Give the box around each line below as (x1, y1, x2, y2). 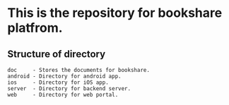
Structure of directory (7, 48, 106, 60)
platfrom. (7, 20, 63, 36)
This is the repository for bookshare (7, 5, 223, 21)
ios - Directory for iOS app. (7, 79, 110, 86)
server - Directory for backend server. (7, 85, 131, 92)
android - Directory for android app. (7, 73, 122, 80)
